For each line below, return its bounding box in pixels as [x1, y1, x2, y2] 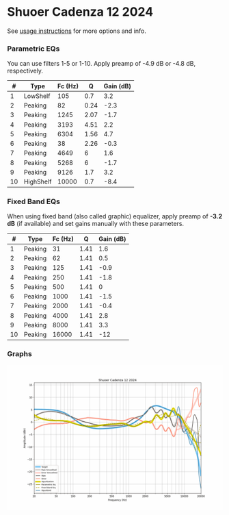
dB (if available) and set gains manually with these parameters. [7, 220, 185, 228]
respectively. [7, 66, 43, 75]
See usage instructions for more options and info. [7, 27, 147, 35]
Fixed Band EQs [7, 197, 60, 206]
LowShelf [23, 92, 51, 100]
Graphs [7, 349, 32, 359]
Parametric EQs [7, 44, 60, 53]
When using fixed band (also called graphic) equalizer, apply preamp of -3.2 [7, 212, 223, 221]
